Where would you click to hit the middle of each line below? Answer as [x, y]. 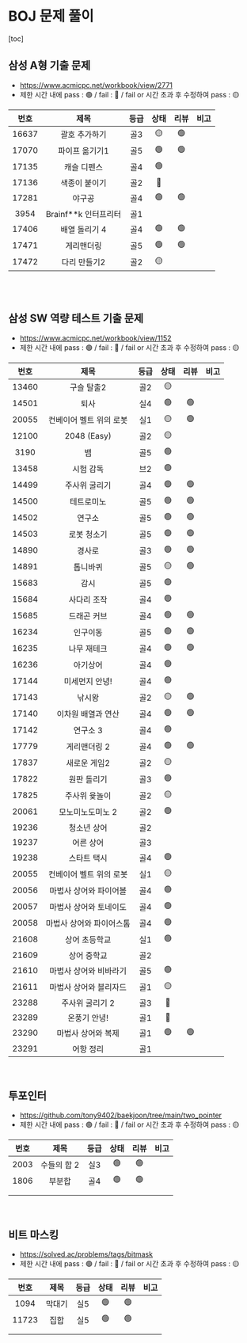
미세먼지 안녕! [88, 682]
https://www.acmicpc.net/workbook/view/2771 [96, 85]
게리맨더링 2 [88, 747]
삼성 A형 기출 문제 [49, 65]
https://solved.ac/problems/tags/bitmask [86, 1254]
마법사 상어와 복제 [88, 1033]
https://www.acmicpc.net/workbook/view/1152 [95, 338]
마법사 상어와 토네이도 [88, 907]
